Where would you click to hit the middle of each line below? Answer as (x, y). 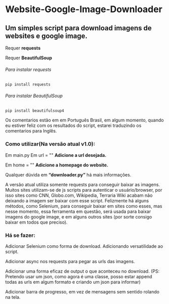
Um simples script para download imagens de (79, 28)
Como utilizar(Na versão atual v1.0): (50, 144)
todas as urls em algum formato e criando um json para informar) (73, 282)
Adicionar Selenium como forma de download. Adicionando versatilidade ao (84, 246)
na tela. (13, 297)
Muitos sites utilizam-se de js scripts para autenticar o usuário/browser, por (84, 190)
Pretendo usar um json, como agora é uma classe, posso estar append (79, 276)
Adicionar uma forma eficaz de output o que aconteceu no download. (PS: (82, 271)
